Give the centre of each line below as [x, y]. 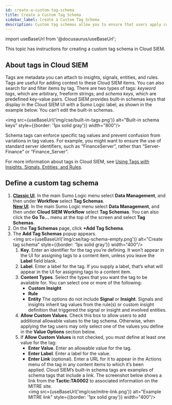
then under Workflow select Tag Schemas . [59, 201]
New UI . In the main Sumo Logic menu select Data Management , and [86, 206]
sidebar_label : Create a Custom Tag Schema [52, 19]
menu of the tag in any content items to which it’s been [86, 364]
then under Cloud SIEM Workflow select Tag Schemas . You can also [85, 212]
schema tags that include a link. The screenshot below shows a [95, 375]
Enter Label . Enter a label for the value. [69, 353]
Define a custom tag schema [52, 183]
